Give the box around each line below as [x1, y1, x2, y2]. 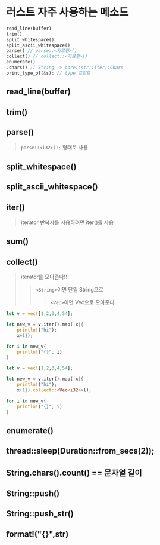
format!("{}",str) [6, 529, 69, 539]
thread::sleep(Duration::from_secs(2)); [6, 446, 155, 456]
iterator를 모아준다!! [20, 273, 67, 281]
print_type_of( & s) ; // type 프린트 [6, 70, 91, 76]
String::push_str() [6, 509, 74, 519]
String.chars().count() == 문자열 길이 [6, 467, 142, 478]
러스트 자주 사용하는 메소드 [6, 5, 129, 19]
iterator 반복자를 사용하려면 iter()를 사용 [20, 219, 114, 226]
